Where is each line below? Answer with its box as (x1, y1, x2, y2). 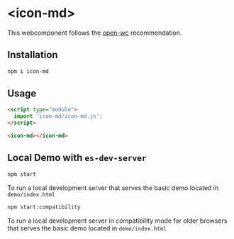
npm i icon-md (7, 67, 50, 75)
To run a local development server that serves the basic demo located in (7, 183, 219, 192)
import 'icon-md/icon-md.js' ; (13, 113, 103, 120)
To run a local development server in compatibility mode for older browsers (7, 216, 228, 225)
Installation (7, 49, 58, 61)
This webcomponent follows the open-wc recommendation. (7, 28, 182, 37)
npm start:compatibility (7, 204, 81, 211)
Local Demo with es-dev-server (7, 152, 147, 164)
